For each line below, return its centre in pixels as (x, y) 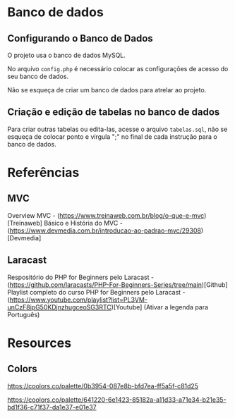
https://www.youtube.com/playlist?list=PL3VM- (79, 300)
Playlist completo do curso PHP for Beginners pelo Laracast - (96, 292)
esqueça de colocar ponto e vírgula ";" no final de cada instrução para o (112, 136)
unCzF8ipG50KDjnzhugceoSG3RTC (59, 307)
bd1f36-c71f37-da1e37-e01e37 (52, 407)
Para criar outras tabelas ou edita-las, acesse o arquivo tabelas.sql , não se (117, 129)
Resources (40, 343)
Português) (24, 314)
